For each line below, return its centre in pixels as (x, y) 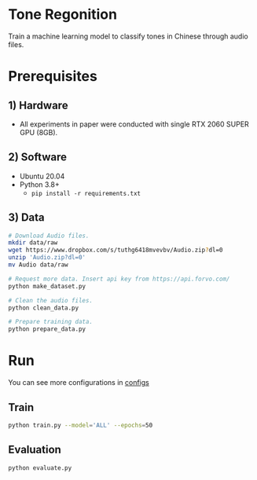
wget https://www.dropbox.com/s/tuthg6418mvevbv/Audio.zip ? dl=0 (116, 250)
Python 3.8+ (40, 184)
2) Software (37, 158)
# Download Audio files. (49, 236)
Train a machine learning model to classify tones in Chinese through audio (128, 36)
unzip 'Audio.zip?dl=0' (47, 258)
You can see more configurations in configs (79, 383)
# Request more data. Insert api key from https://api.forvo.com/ (119, 279)
